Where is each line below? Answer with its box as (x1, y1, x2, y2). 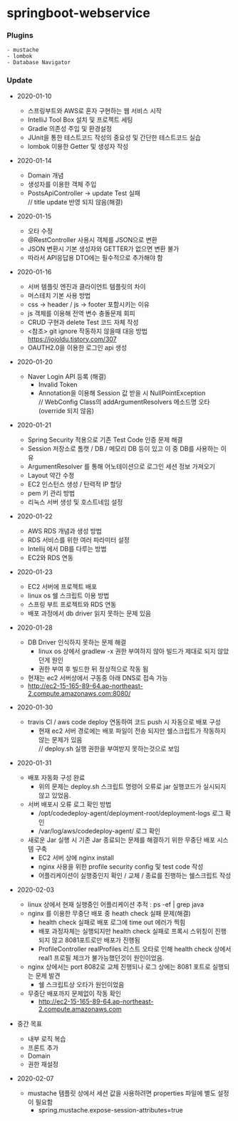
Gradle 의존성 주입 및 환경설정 (27, 124, 112, 132)
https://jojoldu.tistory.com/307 (27, 335, 117, 343)
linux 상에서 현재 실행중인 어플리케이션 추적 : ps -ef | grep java (27, 900, 205, 909)
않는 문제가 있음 (38, 735, 83, 744)
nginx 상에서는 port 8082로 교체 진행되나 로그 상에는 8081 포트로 (27, 962, 211, 971)
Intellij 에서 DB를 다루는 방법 (27, 544, 107, 553)
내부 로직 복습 (27, 1034, 66, 1043)
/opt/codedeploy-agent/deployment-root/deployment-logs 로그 (38, 808, 224, 817)
